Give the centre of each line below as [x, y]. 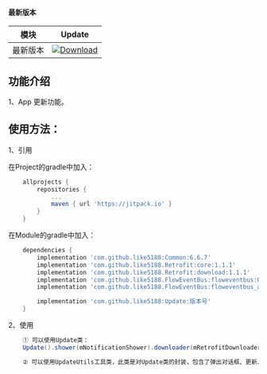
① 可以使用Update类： [56, 341]
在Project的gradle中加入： [51, 166]
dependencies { [48, 251]
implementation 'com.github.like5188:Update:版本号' [124, 302]
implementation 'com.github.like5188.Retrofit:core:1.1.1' [137, 265]
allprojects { [46, 182]
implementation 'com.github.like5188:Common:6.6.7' [124, 257]
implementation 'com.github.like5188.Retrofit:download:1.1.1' [143, 272]
